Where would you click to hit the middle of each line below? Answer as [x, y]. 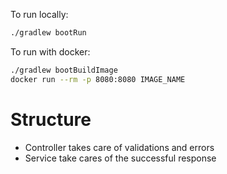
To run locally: [39, 14]
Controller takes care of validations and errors [119, 147]
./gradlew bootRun [48, 33]
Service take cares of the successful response [120, 158]
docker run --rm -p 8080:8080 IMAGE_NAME [98, 79]
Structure [51, 119]
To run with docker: [50, 51]
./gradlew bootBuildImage [64, 70]
